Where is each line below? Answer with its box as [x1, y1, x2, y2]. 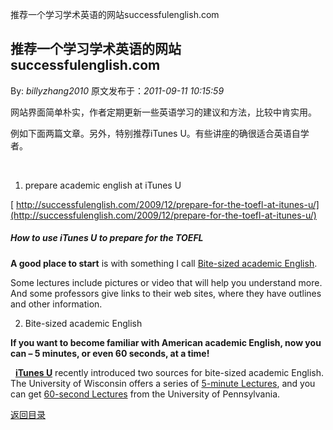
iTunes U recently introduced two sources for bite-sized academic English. [14, 366, 324, 378]
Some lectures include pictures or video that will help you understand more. [10, 276, 323, 288]
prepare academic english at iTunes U [24, 179, 182, 191]
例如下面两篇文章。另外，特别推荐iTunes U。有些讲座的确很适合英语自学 [10, 127, 310, 139]
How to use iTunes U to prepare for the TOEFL [10, 232, 204, 244]
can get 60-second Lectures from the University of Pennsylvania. [10, 388, 281, 400]
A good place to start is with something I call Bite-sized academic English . [10, 257, 318, 269]
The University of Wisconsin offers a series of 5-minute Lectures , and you [10, 377, 316, 389]
